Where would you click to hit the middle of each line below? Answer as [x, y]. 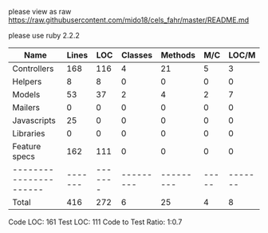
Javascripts [34, 120]
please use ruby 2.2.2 [44, 36]
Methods [178, 55]
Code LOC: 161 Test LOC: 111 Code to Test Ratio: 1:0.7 [95, 222]
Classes [137, 55]
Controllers [33, 69]
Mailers [26, 107]
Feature [27, 146]
